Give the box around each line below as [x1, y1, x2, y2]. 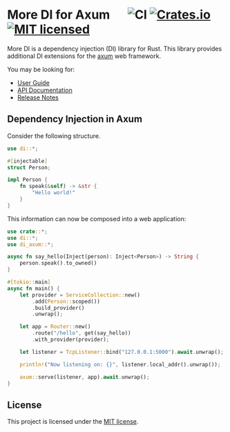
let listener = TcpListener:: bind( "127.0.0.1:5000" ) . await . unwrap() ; [19, 348, 224, 355]
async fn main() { [7, 285, 60, 292]
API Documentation [17, 86, 73, 94]
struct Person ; [7, 164, 51, 171]
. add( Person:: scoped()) [32, 298, 100, 305]
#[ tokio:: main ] [7, 279, 51, 285]
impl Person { [7, 176, 48, 183]
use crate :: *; [7, 228, 48, 235]
